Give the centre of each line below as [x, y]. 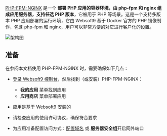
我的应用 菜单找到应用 [43, 89]
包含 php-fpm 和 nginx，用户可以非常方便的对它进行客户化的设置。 [84, 27]
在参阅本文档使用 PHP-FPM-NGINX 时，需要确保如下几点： [67, 68]
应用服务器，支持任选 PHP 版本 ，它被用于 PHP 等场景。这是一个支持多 [83, 14]
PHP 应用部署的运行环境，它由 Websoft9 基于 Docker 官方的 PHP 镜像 [84, 20]
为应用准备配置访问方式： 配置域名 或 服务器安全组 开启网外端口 [78, 128]
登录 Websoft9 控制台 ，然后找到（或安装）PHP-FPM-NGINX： [78, 79]
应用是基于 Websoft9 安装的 [42, 107]
